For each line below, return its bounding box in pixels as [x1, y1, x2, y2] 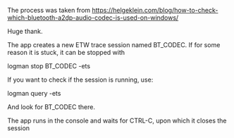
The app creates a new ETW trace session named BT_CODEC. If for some [7, 41, 221, 49]
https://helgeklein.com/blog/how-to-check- [92, 6, 218, 14]
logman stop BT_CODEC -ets [7, 62, 90, 70]
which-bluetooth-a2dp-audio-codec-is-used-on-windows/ [7, 13, 179, 22]
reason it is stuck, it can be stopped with [7, 49, 125, 56]
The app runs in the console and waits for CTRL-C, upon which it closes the [7, 116, 227, 125]
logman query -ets [7, 89, 61, 97]
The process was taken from [7, 6, 91, 14]
